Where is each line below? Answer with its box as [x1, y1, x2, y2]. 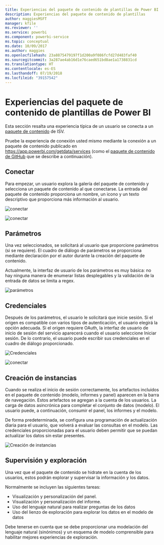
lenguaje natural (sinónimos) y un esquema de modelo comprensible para [5, 529, 154, 535]
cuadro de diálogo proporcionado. [5, 341, 74, 347]
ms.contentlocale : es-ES [5, 67, 56, 71]
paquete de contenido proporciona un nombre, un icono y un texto [5, 191, 140, 197]
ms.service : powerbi [5, 30, 47, 35]
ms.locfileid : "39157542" [5, 75, 58, 80]
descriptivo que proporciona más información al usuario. [5, 196, 119, 202]
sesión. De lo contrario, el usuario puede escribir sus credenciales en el [5, 335, 150, 341]
